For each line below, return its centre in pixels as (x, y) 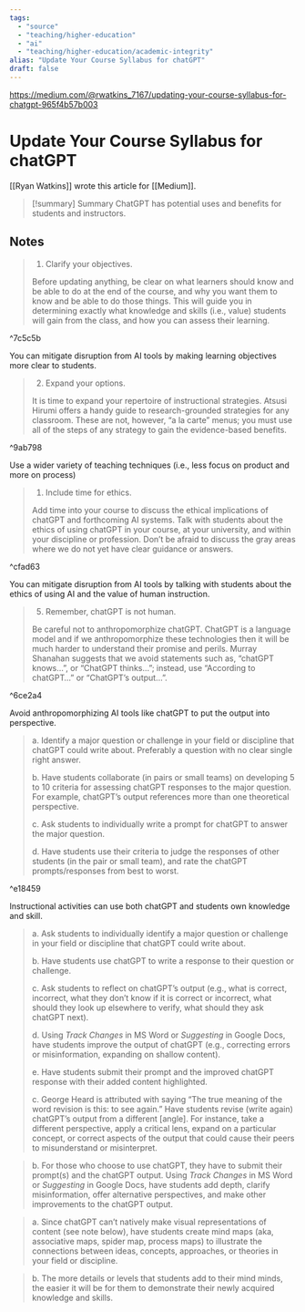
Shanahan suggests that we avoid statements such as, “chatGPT (153, 658)
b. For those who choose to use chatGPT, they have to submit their (157, 1165)
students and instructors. (79, 213)
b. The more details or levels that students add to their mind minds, (158, 1278)
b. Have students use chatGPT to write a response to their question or (163, 961)
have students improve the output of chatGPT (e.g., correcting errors (161, 1044)
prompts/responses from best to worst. (105, 871)
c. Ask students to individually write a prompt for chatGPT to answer (160, 824)
